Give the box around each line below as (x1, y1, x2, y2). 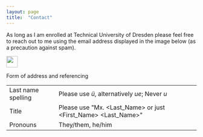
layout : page (6, 8, 39, 15)
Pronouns (9, 120, 37, 129)
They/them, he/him (58, 120, 112, 129)
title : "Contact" (6, 14, 53, 21)
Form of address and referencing (6, 72, 89, 79)
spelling (9, 93, 32, 101)
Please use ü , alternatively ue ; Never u (58, 89, 167, 98)
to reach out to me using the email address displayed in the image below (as (6, 37, 196, 45)
